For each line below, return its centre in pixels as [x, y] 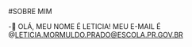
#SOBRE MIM [31, 11]
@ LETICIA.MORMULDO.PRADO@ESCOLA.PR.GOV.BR [96, 35]
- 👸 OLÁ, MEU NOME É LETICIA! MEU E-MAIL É [84, 26]
